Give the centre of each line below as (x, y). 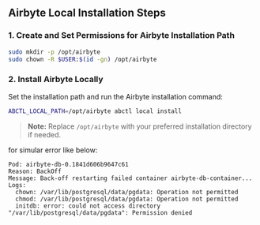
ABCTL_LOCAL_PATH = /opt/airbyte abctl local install (95, 111)
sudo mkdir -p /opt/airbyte (55, 52)
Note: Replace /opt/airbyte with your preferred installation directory (139, 126)
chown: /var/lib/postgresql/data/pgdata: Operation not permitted (127, 192)
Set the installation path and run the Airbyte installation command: (116, 96)
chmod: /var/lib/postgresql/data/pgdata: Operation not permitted (127, 199)
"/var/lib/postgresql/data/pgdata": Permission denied (100, 212)
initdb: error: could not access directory (88, 206)
